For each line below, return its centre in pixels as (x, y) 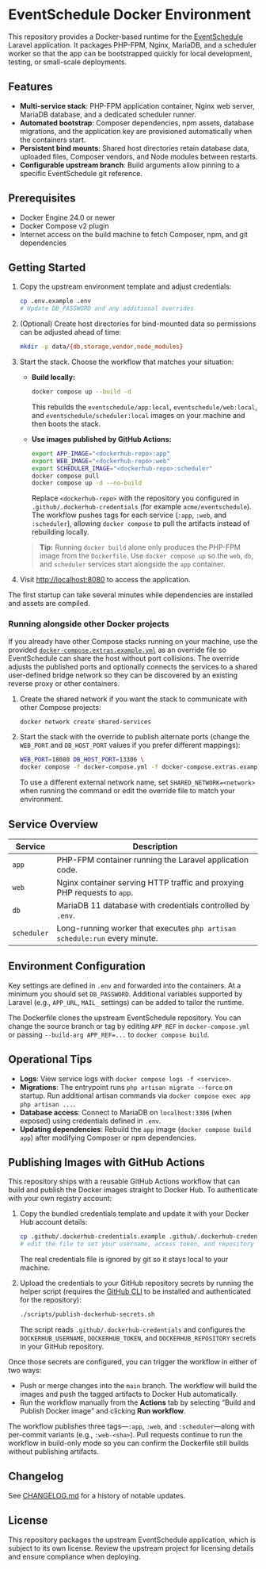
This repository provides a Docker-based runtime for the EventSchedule (126, 36)
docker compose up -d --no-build (87, 483)
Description (155, 846)
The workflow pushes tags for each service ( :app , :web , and (129, 515)
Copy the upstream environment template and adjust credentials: (125, 286)
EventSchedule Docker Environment (130, 15)
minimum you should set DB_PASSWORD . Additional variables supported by (125, 994)
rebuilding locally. (60, 532)
